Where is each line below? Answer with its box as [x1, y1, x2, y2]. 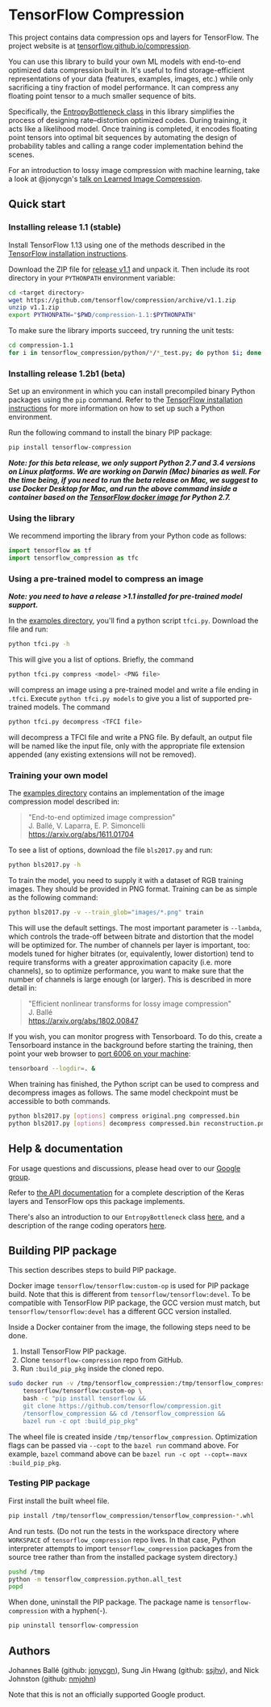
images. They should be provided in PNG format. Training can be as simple [8, 884, 258, 894]
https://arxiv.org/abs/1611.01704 [27, 830, 135, 839]
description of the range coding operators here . [8, 1220, 167, 1230]
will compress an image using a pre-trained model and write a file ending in [8, 685, 259, 695]
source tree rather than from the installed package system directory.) [8, 1552, 238, 1561]
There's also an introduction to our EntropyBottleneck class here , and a [8, 1211, 245, 1222]
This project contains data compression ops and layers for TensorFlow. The [8, 32, 260, 42]
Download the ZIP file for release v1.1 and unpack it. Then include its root [8, 264, 250, 274]
